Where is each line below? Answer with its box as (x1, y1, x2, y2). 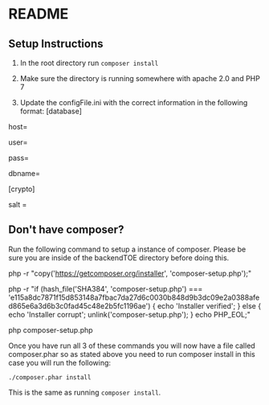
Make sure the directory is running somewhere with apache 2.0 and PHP (19, 74, 261, 83)
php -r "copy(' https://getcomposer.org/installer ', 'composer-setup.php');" (8, 268, 251, 278)
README (8, 5, 69, 23)
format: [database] (19, 106, 83, 116)
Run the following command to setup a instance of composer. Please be (8, 244, 247, 254)
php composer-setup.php (8, 325, 94, 334)
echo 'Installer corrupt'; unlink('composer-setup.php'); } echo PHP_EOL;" (8, 309, 251, 319)
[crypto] (8, 184, 35, 194)
